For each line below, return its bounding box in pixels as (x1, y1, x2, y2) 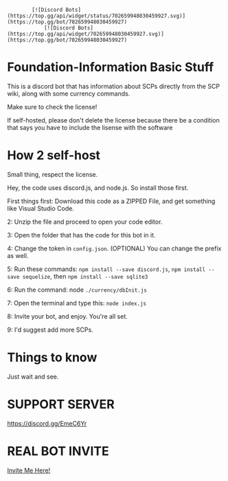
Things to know (7, 350, 98, 365)
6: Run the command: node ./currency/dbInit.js (7, 286, 148, 294)
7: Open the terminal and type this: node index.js (7, 299, 146, 307)
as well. (7, 251, 29, 259)
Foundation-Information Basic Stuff (7, 59, 214, 75)
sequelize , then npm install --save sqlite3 (22, 272, 148, 280)
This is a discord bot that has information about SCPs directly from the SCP (7, 82, 220, 90)
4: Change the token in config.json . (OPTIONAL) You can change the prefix (7, 244, 222, 253)
